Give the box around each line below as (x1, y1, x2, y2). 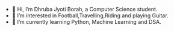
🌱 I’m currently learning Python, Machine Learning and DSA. (11, 18, 161, 25)
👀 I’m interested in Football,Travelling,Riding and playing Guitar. (11, 12, 169, 19)
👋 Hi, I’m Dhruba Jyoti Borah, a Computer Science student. (11, 6, 158, 13)
